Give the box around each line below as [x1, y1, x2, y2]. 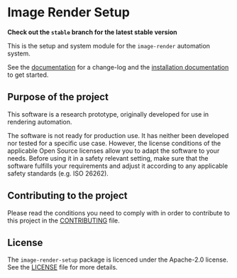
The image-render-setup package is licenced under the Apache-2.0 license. [7, 255, 228, 264]
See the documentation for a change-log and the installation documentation [7, 63, 229, 71]
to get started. [7, 70, 49, 79]
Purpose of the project [7, 91, 109, 103]
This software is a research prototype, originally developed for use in [7, 109, 209, 118]
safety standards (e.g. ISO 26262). [7, 169, 109, 178]
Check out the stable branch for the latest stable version [7, 28, 177, 36]
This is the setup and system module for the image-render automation [7, 41, 211, 50]
